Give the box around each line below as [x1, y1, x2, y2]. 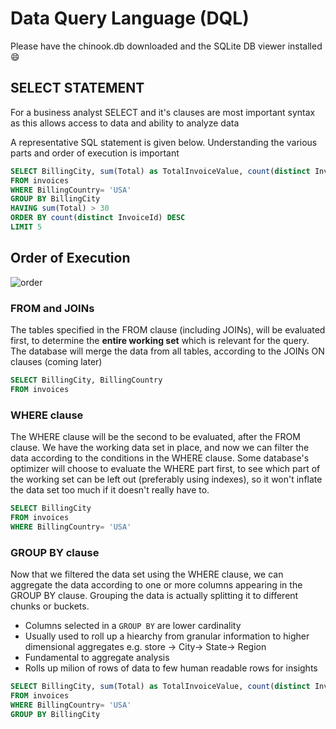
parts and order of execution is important [10, 147, 180, 159]
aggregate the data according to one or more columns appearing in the [10, 578, 303, 591]
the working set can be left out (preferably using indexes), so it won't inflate [10, 473, 323, 486]
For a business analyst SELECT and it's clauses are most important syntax [10, 106, 316, 118]
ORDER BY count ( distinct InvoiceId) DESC [10, 213, 186, 223]
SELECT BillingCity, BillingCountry [10, 375, 163, 385]
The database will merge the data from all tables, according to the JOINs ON [10, 345, 325, 357]
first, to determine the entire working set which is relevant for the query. [10, 334, 310, 346]
